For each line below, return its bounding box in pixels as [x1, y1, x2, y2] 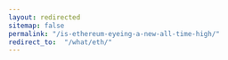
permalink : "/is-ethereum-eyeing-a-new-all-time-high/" [8, 29, 220, 38]
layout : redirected [8, 12, 81, 22]
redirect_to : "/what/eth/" [8, 37, 113, 47]
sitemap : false [8, 21, 65, 30]
